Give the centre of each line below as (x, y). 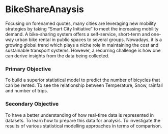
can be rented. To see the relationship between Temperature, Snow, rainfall (84, 85)
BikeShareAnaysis (45, 9)
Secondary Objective (32, 104)
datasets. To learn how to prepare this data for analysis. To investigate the (83, 120)
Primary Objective (28, 69)
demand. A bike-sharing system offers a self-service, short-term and (78, 34)
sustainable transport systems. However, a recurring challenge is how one (83, 50)
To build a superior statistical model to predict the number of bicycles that (83, 80)
